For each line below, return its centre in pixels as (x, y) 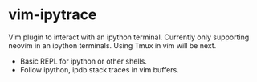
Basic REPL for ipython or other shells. (83, 61)
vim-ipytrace (53, 15)
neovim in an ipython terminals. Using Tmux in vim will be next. (112, 45)
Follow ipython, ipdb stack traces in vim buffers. (99, 69)
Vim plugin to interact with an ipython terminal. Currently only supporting (129, 37)
